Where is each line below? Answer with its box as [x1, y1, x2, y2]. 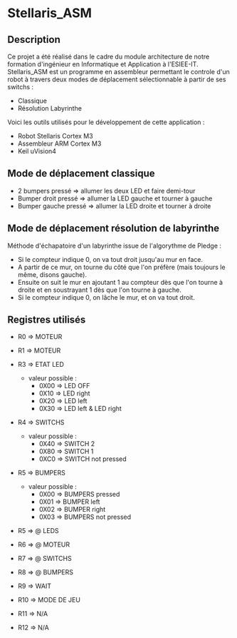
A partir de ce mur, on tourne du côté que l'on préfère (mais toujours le [17, 263, 226, 271]
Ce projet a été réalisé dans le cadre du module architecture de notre [7, 52, 210, 61]
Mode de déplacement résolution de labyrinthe [7, 223, 220, 235]
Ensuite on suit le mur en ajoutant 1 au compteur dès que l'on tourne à [17, 278, 223, 286]
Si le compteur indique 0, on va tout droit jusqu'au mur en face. [17, 255, 204, 263]
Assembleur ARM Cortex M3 [17, 139, 102, 148]
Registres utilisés [7, 314, 86, 326]
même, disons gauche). [17, 270, 88, 279]
